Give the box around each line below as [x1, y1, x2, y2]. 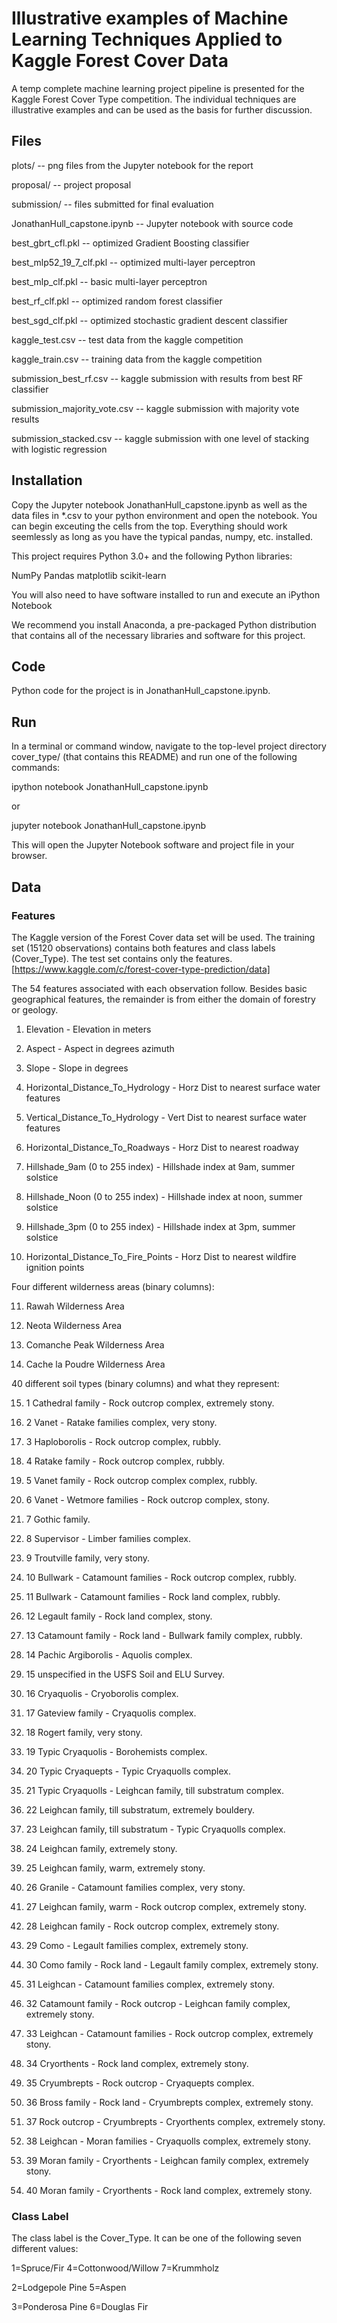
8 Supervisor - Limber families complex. [25, 1532, 191, 1544]
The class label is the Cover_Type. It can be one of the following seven [11, 2232, 302, 2244]
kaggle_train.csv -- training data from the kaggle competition [11, 353, 263, 365]
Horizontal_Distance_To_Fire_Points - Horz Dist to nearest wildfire [25, 1250, 297, 1262]
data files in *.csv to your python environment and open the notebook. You [11, 509, 318, 521]
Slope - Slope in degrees [25, 1062, 129, 1074]
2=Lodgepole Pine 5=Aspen [11, 2282, 127, 2294]
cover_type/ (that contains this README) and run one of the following [11, 751, 298, 763]
